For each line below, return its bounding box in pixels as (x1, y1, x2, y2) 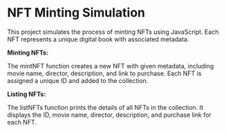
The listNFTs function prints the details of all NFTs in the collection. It (7, 103, 204, 111)
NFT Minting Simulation (7, 5, 145, 21)
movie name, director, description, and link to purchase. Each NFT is (7, 69, 202, 77)
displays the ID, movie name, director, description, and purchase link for (7, 111, 212, 119)
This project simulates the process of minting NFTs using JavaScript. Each (7, 28, 219, 36)
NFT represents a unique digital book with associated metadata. (7, 35, 189, 43)
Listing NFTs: (7, 90, 46, 98)
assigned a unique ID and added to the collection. (7, 76, 149, 84)
